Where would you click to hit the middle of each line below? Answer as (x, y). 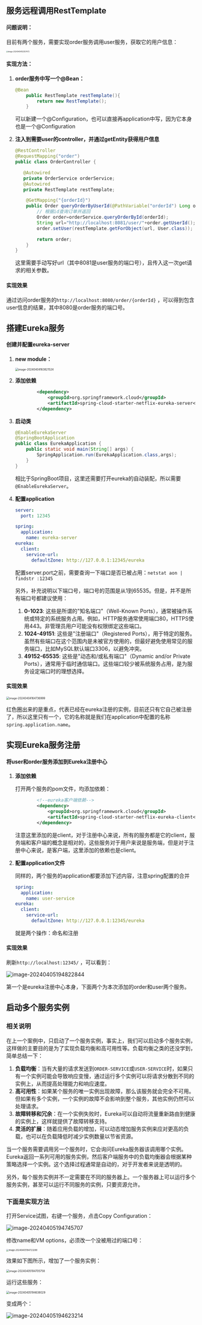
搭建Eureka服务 (35, 328)
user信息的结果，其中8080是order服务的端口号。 (67, 307)
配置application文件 (40, 863)
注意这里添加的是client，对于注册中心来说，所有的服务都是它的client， (102, 835)
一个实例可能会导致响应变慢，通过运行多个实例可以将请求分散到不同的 (107, 1076)
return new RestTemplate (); (72, 101)
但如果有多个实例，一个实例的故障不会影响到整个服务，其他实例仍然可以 (104, 1098)
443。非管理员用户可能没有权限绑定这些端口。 (87, 626)
